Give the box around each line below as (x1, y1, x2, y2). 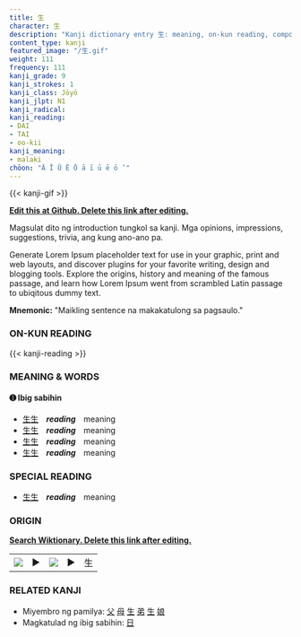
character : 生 (9, 22, 61, 31)
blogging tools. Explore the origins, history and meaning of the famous (9, 268, 270, 279)
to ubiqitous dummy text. (9, 288, 101, 299)
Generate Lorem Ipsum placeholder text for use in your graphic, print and (9, 249, 279, 260)
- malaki (9, 154, 42, 164)
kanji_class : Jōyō (9, 88, 78, 97)
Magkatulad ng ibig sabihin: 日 (21, 616, 134, 628)
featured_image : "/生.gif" (9, 47, 109, 56)
